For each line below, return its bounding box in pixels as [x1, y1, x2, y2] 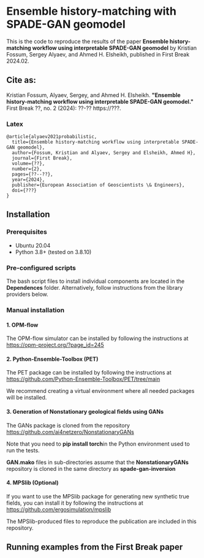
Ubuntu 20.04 [15, 241, 51, 249]
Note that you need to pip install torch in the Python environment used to [6, 440, 190, 448]
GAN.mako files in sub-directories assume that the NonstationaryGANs [6, 459, 189, 466]
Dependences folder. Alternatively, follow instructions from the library [6, 284, 183, 292]
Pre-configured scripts [6, 263, 77, 272]
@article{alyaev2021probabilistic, [6, 134, 97, 140]
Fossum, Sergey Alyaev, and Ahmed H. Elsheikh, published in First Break [6, 50, 190, 58]
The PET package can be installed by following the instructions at [6, 369, 172, 376]
